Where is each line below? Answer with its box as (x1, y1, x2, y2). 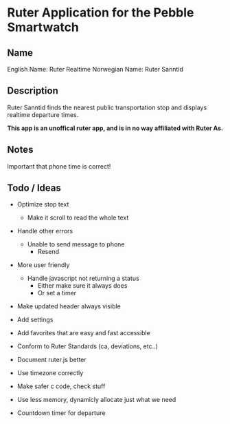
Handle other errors (16, 227, 73, 235)
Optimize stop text (16, 200, 69, 209)
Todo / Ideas (7, 182, 62, 194)
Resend (37, 248, 60, 256)
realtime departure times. (7, 110, 79, 118)
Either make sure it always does (37, 282, 128, 290)
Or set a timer (37, 289, 77, 297)
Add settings (16, 315, 54, 324)
